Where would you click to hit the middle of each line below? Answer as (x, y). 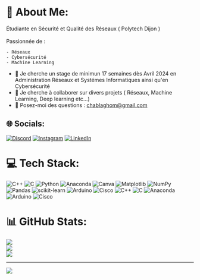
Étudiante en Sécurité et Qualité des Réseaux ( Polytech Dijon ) (83, 29)
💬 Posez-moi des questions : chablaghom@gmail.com (81, 105)
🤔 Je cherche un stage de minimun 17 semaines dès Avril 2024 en (96, 73)
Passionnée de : (26, 41)
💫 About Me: (37, 12)
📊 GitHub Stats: (47, 221)
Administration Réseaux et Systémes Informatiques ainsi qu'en (91, 80)
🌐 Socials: (26, 124)
